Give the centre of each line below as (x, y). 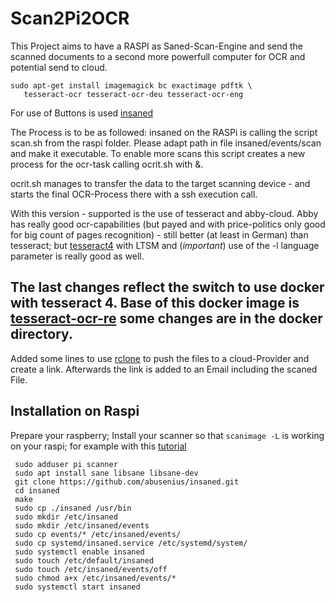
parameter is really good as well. (77, 256)
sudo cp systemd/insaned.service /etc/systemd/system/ (131, 543)
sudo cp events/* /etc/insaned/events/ (98, 534)
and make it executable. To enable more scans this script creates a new (158, 153)
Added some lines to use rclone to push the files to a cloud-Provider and (160, 358)
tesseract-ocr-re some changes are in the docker (166, 318)
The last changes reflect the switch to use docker (167, 287)
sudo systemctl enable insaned (79, 552)
